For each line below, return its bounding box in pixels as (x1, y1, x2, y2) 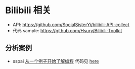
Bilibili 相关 (5, 5, 52, 16)
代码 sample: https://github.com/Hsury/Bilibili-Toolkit (12, 27, 122, 33)
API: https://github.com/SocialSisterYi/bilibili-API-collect (12, 21, 130, 28)
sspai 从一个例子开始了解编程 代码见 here (12, 58, 99, 64)
